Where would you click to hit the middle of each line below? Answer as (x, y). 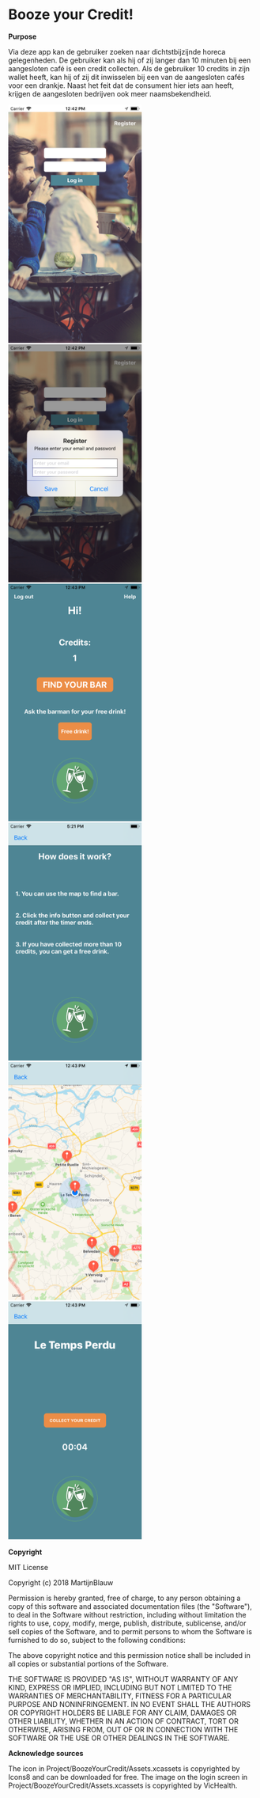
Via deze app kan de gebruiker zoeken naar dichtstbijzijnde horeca (117, 51)
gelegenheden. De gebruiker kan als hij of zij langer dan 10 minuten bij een (130, 60)
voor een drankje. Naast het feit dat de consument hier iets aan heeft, (121, 85)
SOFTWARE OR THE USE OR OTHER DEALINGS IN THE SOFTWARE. (119, 1738)
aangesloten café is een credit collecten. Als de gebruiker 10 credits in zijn (129, 68)
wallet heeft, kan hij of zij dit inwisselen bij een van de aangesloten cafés (126, 77)
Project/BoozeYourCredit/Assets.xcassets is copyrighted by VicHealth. (123, 1785)
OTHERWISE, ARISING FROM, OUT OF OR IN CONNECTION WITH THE (123, 1729)
